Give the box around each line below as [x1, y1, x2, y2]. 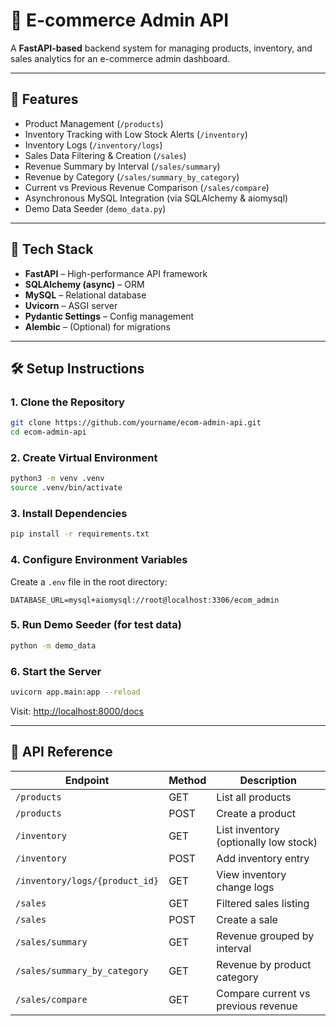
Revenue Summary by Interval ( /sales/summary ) [24, 160, 221, 172]
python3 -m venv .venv [10, 474, 105, 484]
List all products [216, 790, 292, 804]
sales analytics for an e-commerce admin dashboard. [10, 52, 231, 64]
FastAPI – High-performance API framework [24, 267, 208, 279]
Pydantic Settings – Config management [24, 310, 195, 322]
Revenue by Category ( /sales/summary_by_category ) [24, 170, 240, 183]
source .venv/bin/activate [10, 483, 123, 493]
